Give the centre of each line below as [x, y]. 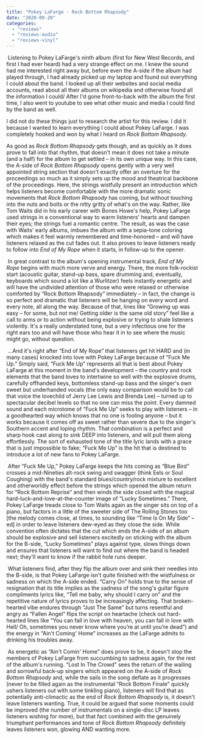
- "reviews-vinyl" [35, 40]
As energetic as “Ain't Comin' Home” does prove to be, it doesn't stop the [100, 652]
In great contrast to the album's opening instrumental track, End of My [96, 261]
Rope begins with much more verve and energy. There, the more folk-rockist [102, 268]
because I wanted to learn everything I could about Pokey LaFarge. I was [98, 128]
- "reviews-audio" [35, 35]
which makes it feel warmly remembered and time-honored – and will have [100, 236]
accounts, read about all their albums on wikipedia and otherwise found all [100, 90]
